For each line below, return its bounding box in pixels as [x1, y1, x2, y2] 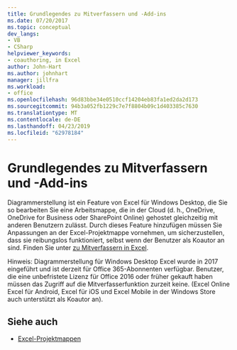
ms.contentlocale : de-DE [7, 116, 81, 123]
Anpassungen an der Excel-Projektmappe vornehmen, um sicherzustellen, [7, 229, 225, 237]
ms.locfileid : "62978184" [7, 129, 84, 136]
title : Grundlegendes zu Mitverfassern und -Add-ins [7, 10, 167, 18]
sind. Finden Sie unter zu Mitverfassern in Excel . [7, 244, 149, 252]
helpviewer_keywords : [7, 50, 72, 58]
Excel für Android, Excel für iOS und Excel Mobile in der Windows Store [7, 288, 216, 296]
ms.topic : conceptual [7, 23, 72, 31]
